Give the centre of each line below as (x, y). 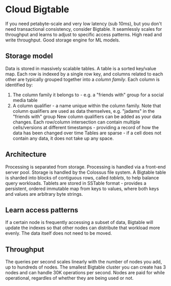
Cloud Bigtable (37, 9)
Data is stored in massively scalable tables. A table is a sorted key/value (81, 68)
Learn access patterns (42, 210)
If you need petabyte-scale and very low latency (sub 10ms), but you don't (84, 24)
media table (25, 100)
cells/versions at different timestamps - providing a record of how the (86, 127)
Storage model (29, 56)
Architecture (26, 155)
